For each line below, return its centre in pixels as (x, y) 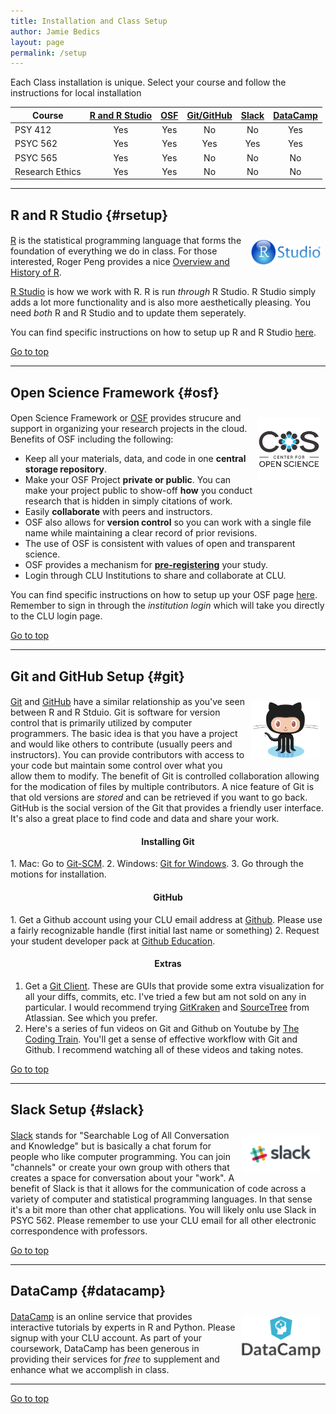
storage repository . (66, 469)
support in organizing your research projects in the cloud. (129, 429)
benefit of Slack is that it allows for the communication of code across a (158, 1188)
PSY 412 (33, 129)
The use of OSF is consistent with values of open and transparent (160, 544)
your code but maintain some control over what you (116, 766)
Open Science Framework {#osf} (115, 392)
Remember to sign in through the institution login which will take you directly (167, 606)
